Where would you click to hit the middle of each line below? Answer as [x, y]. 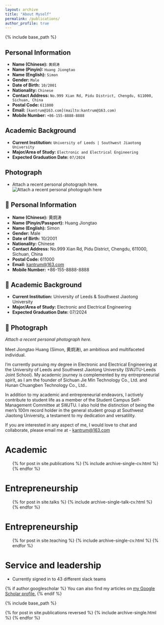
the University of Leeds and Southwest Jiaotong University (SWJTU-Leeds [81, 370]
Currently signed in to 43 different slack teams [59, 579]
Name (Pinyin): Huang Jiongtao [44, 69]
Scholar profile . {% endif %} [34, 593]
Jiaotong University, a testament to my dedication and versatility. [70, 416]
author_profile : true [27, 23]
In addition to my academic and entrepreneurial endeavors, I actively [74, 395]
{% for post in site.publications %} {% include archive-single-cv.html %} [85, 464]
